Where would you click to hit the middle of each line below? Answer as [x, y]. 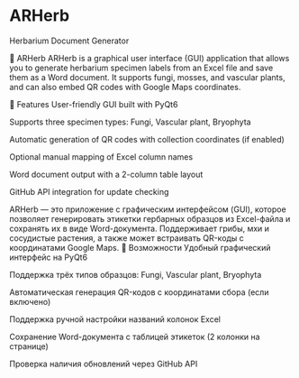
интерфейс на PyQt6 [49, 257]
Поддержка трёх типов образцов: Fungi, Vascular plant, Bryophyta [136, 274]
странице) [29, 346]
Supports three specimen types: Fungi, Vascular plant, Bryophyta [130, 122]
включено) [30, 301]
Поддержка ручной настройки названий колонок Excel [115, 319]
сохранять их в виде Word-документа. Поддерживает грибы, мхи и [140, 228]
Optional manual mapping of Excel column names [101, 157]
